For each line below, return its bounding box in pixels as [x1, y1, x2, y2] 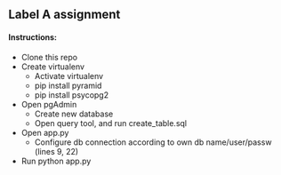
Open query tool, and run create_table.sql [34, 117, 188, 128]
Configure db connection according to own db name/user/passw [34, 137, 272, 147]
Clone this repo [20, 52, 77, 62]
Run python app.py [20, 155, 92, 166]
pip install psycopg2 [34, 89, 108, 100]
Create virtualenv [20, 61, 85, 72]
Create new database [34, 108, 114, 119]
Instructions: [8, 31, 58, 43]
